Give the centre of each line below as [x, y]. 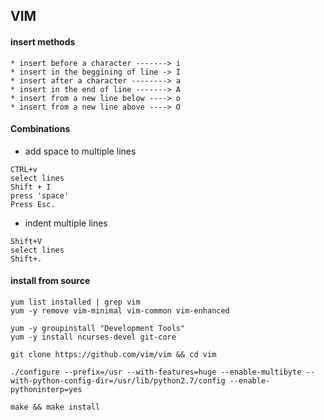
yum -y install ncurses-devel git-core [93, 337]
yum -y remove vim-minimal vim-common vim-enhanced [120, 311]
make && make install [55, 407]
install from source [50, 281]
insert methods [43, 41]
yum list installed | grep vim [75, 302]
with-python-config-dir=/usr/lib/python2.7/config [118, 381]
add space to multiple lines [80, 151]
